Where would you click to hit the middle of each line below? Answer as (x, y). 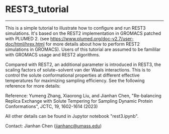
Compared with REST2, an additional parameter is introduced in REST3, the (83, 64)
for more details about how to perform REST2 (93, 44)
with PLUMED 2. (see (27, 38)
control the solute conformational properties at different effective (72, 75)
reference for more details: (33, 86)
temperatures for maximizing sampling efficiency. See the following (75, 80)
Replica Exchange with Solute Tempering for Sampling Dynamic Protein (79, 101)
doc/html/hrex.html (25, 44)
